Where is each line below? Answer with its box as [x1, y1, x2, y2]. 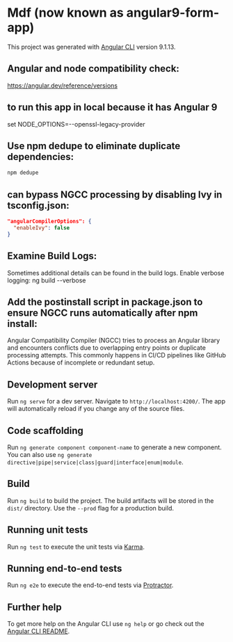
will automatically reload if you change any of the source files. [7, 405, 185, 413]
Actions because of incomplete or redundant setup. [7, 358, 155, 367]
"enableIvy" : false [13, 224, 70, 231]
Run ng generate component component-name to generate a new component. [7, 443, 223, 451]
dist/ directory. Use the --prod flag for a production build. [7, 504, 174, 512]
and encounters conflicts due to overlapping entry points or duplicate [7, 344, 207, 352]
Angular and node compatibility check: [7, 63, 179, 74]
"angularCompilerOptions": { [7, 218, 92, 225]
